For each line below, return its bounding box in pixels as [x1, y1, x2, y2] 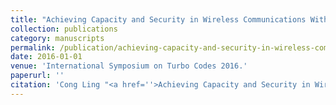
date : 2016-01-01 [10, 52, 83, 62]
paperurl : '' [10, 71, 65, 81]
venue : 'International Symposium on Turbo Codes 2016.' [10, 61, 248, 71]
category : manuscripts [10, 33, 105, 43]
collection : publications [10, 24, 118, 34]
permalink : [10, 42, 56, 53]
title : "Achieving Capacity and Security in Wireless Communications [10, 14, 307, 25]
